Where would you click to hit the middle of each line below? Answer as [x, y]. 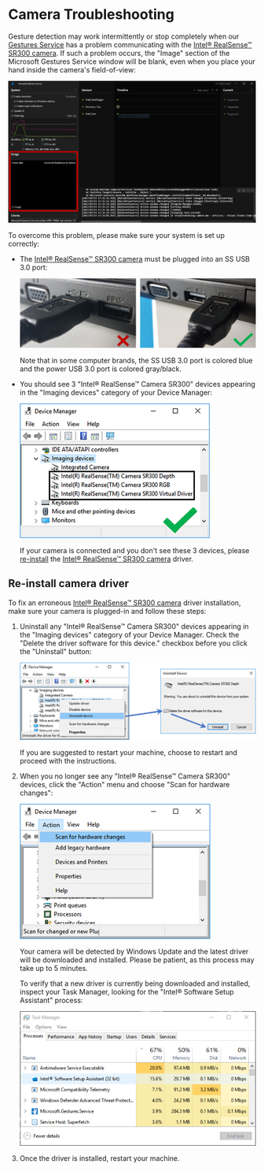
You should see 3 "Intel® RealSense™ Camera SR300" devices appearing [137, 384]
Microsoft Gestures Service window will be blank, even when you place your [132, 61]
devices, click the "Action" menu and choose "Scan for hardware [125, 784]
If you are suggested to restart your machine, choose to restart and [128, 752]
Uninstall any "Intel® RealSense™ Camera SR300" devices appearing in [134, 626]
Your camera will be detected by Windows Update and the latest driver [134, 951]
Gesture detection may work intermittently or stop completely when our [124, 36]
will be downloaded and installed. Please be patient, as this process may [137, 960]
